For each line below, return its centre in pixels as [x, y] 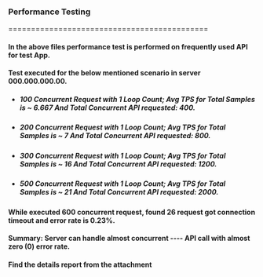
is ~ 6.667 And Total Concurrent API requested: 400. [108, 108]
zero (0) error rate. [39, 246]
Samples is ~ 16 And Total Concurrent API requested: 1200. [118, 164]
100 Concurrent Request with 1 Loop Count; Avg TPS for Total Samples [137, 100]
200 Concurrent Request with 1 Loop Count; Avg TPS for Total [122, 127]
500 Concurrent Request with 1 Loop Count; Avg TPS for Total [122, 184]
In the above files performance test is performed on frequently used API [128, 46]
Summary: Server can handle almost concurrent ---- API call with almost [129, 239]
